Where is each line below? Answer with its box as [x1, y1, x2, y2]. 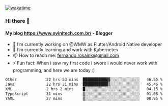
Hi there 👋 [5, 17, 31, 24]
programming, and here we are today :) [12, 67, 95, 74]
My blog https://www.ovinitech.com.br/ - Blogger [5, 30, 113, 36]
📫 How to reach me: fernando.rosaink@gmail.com [12, 52, 119, 58]
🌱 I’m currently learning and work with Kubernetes [12, 47, 118, 53]
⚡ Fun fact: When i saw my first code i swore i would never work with [12, 60, 158, 66]
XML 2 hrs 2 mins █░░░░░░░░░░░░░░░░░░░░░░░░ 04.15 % [5, 86, 163, 91]
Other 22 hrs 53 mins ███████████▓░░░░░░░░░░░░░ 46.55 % [5, 77, 163, 82]
